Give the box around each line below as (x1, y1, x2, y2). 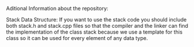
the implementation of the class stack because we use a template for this (6, 28, 183, 35)
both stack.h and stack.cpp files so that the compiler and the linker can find (6, 23, 189, 29)
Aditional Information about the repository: (6, 5, 108, 12)
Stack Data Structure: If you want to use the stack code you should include (6, 16, 187, 23)
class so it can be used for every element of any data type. (6, 35, 148, 41)
